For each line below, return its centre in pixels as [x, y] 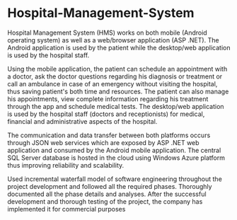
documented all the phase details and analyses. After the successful [107, 194]
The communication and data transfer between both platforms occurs [109, 135]
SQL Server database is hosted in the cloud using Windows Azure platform [116, 158]
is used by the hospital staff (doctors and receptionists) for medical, [106, 114]
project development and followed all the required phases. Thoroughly [110, 186]
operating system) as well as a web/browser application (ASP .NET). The [113, 40]
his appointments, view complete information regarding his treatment [108, 99]
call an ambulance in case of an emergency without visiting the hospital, [112, 83]
